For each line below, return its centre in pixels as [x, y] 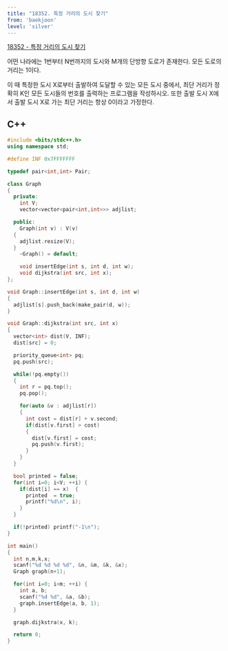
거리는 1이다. [24, 70]
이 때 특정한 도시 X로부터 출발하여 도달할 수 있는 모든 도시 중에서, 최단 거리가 [110, 85]
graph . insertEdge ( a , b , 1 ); [60, 603]
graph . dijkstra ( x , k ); [46, 622]
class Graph [24, 184]
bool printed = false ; [46, 476]
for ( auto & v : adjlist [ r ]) [58, 406]
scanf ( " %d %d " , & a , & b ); [55, 597]
